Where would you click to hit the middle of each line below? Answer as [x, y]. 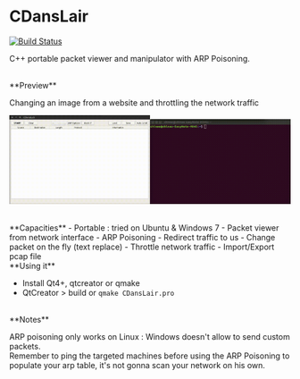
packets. [25, 346]
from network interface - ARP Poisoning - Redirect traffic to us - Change [142, 237]
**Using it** [33, 265]
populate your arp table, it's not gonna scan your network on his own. [137, 365]
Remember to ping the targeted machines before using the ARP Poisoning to [150, 356]
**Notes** [29, 319]
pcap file [25, 256]
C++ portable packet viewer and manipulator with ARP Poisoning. [129, 58]
